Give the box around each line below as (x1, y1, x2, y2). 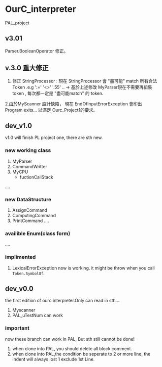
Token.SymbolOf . (12, 270, 45, 276)
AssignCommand (12, 207, 48, 213)
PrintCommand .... (12, 218, 49, 224)
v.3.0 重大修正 (5, 64, 49, 72)
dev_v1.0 (5, 121, 32, 130)
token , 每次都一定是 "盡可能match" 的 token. (12, 90, 103, 96)
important (5, 325, 30, 332)
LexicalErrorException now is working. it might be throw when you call (12, 265, 155, 271)
